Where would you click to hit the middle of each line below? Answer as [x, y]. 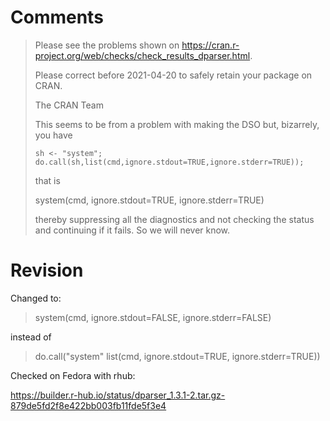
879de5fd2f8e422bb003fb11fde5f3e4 [88, 405]
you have [53, 135]
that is [47, 180]
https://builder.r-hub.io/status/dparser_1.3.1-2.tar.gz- [118, 395]
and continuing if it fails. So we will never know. [132, 230]
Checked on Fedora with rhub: [73, 375]
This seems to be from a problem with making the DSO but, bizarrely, [177, 124]
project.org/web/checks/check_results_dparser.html [142, 55]
